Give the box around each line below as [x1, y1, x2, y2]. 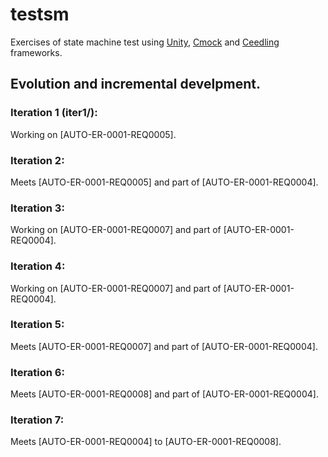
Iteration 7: [10, 413, 65, 427]
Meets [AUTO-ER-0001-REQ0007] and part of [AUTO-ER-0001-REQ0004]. [10, 340, 318, 352]
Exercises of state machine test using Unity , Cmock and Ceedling [10, 36, 280, 48]
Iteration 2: [10, 153, 65, 167]
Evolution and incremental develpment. [10, 76, 261, 93]
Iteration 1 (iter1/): [10, 106, 98, 120]
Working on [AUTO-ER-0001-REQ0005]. [10, 128, 177, 140]
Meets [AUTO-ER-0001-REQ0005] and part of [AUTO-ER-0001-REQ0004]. [10, 176, 319, 188]
